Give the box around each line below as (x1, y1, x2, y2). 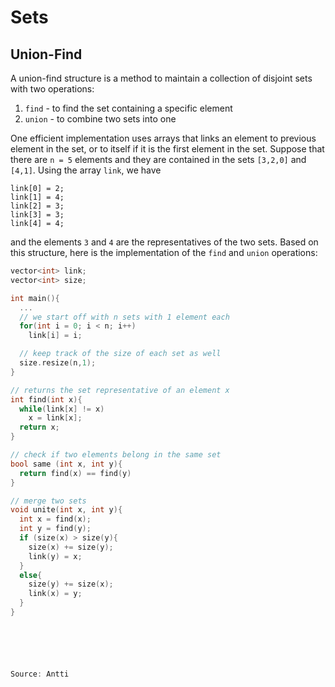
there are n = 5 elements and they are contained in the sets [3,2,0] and (10, 154, 307, 165)
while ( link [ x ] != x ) (19, 404, 105, 414)
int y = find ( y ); (19, 524, 92, 534)
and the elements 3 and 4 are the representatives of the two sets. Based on (10, 236, 319, 248)
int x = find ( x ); (19, 514, 92, 525)
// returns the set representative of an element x (10, 385, 230, 395)
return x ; (19, 422, 60, 433)
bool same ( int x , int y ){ (10, 459, 123, 469)
